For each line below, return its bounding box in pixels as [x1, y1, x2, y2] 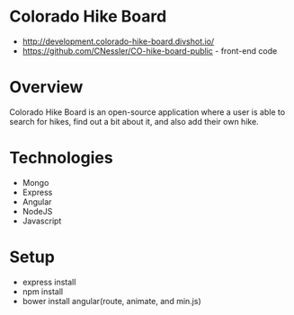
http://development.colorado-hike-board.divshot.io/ [22, 36, 215, 47]
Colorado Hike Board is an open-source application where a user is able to [9, 106, 286, 118]
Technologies [9, 148, 114, 168]
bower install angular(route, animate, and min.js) [22, 295, 201, 306]
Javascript [22, 215, 62, 226]
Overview [9, 77, 84, 98]
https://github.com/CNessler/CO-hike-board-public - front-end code [22, 45, 278, 56]
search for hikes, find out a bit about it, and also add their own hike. [9, 116, 259, 127]
